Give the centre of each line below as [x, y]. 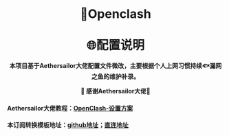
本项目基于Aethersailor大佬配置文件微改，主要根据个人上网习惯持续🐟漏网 [116, 65]
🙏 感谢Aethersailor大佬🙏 [116, 91]
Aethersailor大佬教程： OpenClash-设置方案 [70, 108]
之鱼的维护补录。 [116, 76]
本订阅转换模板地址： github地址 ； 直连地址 [68, 125]
